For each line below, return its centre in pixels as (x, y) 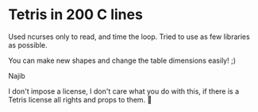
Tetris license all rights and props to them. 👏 (80, 99)
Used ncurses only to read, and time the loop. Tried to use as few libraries (129, 37)
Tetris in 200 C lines (75, 15)
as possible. (28, 44)
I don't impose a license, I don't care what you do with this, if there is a (124, 91)
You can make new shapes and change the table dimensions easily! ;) (122, 60)
